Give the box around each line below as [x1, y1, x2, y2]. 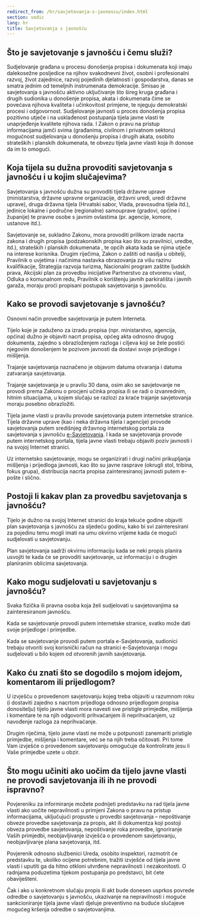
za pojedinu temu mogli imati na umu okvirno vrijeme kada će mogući [7, 529, 177, 536]
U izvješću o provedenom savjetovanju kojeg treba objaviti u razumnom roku [7, 693, 195, 700]
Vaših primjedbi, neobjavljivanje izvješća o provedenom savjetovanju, [7, 832, 177, 839]
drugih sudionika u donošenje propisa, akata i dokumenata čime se [7, 95, 171, 102]
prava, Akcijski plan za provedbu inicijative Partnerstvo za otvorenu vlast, [7, 269, 186, 276]
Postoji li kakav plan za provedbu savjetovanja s [7, 491, 188, 501]
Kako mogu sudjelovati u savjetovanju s [7, 576, 157, 587]
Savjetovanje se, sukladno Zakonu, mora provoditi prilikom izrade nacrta [7, 231, 184, 238]
